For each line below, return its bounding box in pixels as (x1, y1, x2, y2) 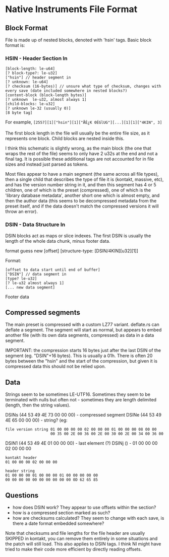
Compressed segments (5, 308, 81, 317)
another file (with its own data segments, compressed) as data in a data (5, 332, 154, 338)
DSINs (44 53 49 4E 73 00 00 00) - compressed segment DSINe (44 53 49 (5, 412, 161, 418)
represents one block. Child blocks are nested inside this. (5, 135, 125, 142)
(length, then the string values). (5, 402, 71, 408)
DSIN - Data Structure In (5, 221, 66, 228)
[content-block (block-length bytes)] (5, 93, 87, 98)
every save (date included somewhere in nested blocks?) (5, 88, 128, 94)
